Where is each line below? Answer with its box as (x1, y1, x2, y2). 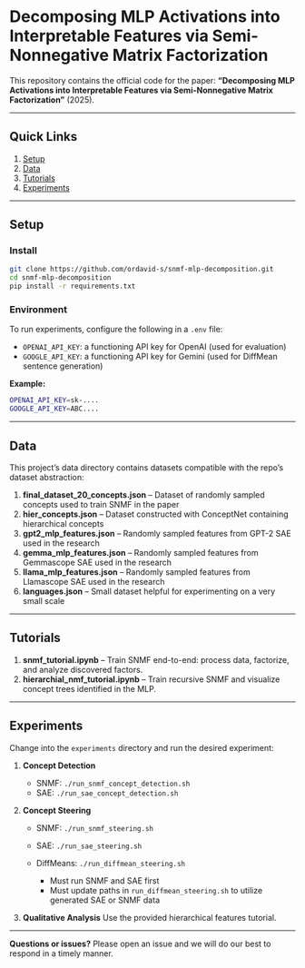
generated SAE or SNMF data (49, 894, 161, 905)
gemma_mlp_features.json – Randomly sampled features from (22, 547, 259, 558)
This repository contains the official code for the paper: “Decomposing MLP (9, 74, 295, 85)
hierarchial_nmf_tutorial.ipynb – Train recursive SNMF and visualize (22, 674, 280, 685)
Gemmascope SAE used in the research (22, 557, 172, 568)
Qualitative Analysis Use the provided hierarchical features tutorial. (22, 912, 277, 923)
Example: (9, 379, 46, 390)
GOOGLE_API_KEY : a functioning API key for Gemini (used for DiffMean (22, 351, 279, 362)
